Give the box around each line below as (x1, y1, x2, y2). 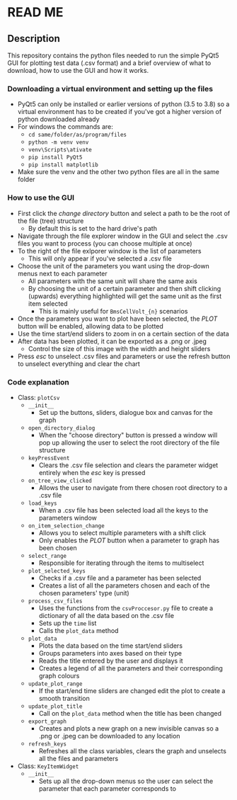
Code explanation (7, 377, 69, 387)
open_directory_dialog (28, 424, 96, 432)
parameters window (38, 513, 98, 522)
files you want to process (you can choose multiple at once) (17, 239, 192, 248)
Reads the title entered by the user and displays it (38, 656, 183, 665)
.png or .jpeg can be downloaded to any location (38, 731, 180, 740)
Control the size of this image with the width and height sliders (28, 344, 211, 353)
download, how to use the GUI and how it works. (7, 67, 149, 74)
